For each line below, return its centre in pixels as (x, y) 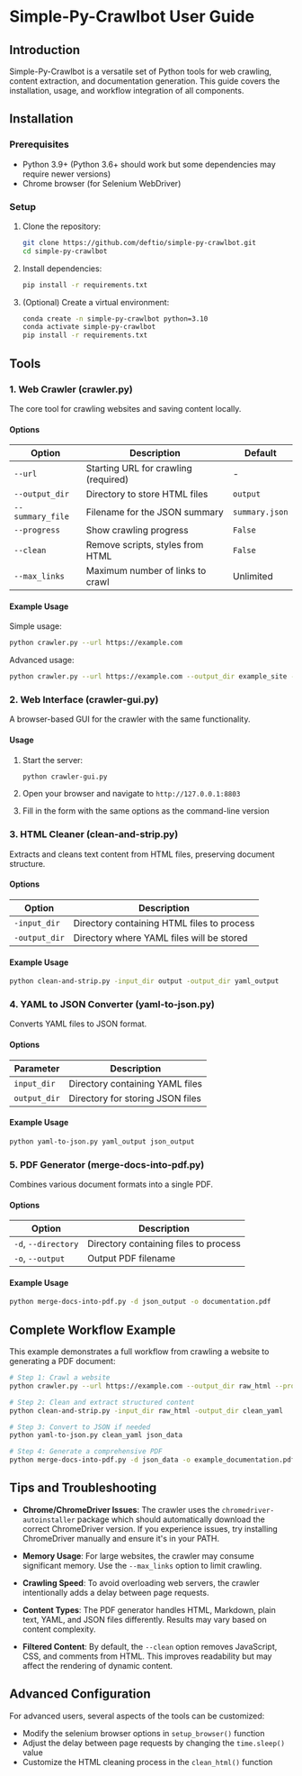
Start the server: (53, 760)
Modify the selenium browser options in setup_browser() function (143, 1733)
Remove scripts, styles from (145, 545)
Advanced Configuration (80, 1694)
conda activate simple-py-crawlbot (89, 327)
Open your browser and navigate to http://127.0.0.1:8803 (131, 794)
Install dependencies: (62, 269)
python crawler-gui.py (65, 777)
